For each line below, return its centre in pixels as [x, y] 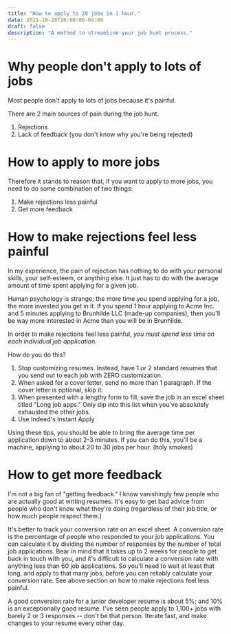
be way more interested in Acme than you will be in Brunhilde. [95, 321]
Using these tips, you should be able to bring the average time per [101, 433]
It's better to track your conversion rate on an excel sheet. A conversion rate [116, 529]
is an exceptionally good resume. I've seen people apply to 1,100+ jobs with [114, 609]
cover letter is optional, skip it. [60, 390]
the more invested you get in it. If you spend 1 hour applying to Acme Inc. [111, 306]
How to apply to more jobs [84, 162]
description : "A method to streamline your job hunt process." [100, 33]
